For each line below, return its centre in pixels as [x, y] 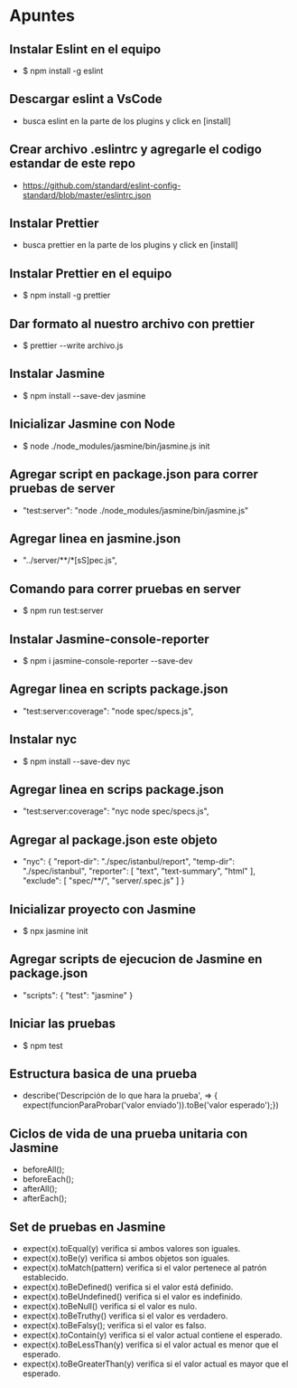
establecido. [46, 1278]
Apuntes [42, 16]
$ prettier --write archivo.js [73, 345]
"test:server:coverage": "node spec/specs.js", [108, 711]
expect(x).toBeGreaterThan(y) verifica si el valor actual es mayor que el [155, 1364]
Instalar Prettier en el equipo [91, 274]
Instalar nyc [43, 739]
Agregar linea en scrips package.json [116, 789]
